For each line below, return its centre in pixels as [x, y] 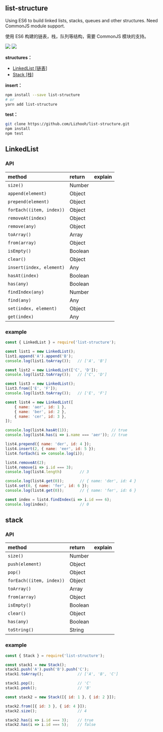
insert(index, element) [36, 267]
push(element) [25, 564]
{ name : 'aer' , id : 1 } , [40, 407]
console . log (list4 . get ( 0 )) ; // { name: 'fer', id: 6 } [71, 491]
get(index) [21, 316]
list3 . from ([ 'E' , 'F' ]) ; [31, 389]
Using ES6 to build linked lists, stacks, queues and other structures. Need [82, 20]
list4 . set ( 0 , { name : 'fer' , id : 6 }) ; [47, 486]
